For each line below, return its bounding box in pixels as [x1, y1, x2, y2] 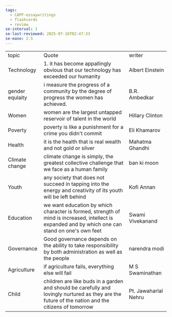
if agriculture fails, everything [43, 263, 114, 270]
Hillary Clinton [128, 112, 163, 119]
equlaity [8, 94, 27, 101]
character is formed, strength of [43, 208, 120, 215]
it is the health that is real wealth [43, 138, 121, 145]
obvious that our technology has [43, 66, 121, 73]
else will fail [43, 269, 72, 277]
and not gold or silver [43, 144, 95, 152]
